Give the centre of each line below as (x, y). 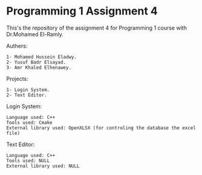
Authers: (17, 46)
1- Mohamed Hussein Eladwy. (42, 57)
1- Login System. (28, 90)
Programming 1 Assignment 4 (82, 11)
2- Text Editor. (27, 95)
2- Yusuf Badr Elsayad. (36, 62)
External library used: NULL (43, 166)
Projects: (17, 78)
